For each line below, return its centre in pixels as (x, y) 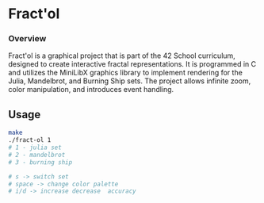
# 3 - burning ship (40, 162)
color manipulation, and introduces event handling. (91, 90)
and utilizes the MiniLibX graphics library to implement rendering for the (126, 73)
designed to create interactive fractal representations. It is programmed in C (132, 64)
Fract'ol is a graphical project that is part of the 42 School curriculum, (122, 56)
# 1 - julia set (35, 147)
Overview (27, 39)
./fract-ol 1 (30, 140)
